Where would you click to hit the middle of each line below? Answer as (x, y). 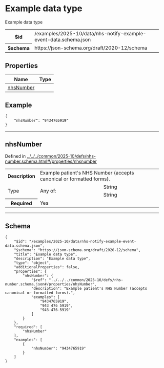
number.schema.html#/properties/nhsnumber (51, 161)
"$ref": (39, 280)
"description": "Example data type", (52, 259)
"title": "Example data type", (46, 255)
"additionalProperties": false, (47, 267)
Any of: (48, 191)
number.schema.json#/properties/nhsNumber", (51, 284)
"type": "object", (32, 263)
